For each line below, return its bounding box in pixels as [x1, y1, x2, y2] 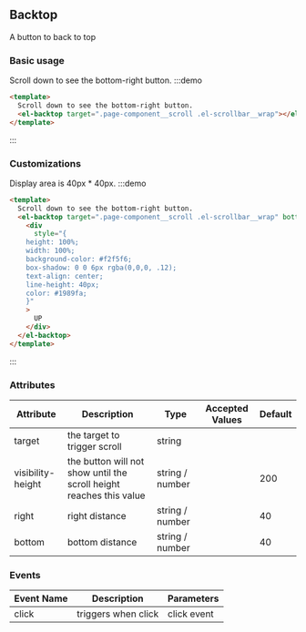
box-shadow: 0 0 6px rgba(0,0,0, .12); [25, 263, 178, 272]
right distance [66, 509, 127, 522]
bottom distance [66, 535, 138, 548]
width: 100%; [25, 246, 76, 256]
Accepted [205, 402, 249, 414]
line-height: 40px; [25, 280, 100, 290]
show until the [66, 466, 127, 479]
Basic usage [9, 54, 66, 66]
